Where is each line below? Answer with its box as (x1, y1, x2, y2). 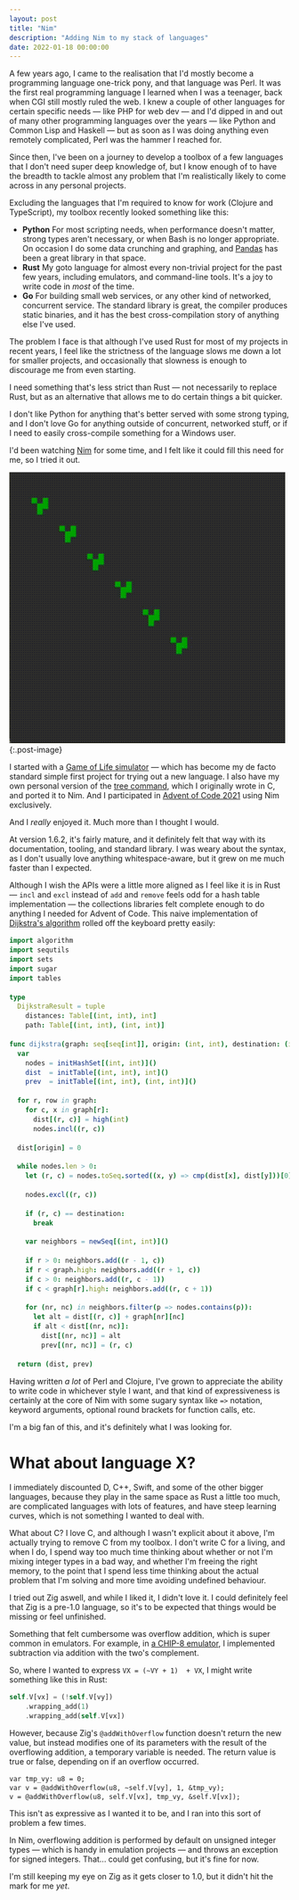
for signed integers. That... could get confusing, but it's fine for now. (9, 1854, 260, 1864)
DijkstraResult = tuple (17, 1002, 105, 1012)
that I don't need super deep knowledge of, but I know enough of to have (9, 161, 278, 172)
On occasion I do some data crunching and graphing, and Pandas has (21, 244, 279, 254)
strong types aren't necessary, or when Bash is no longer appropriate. (21, 234, 279, 244)
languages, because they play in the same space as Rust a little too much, (9, 1491, 280, 1502)
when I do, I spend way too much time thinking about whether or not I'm (9, 1547, 273, 1557)
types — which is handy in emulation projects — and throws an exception (9, 1845, 279, 1855)
